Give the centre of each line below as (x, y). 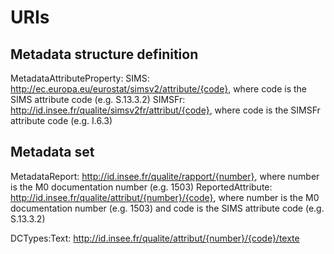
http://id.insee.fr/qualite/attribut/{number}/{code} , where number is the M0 (165, 197)
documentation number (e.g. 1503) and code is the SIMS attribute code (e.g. (167, 208)
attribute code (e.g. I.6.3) (61, 120)
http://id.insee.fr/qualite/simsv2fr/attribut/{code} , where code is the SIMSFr (165, 110)
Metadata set (52, 152)
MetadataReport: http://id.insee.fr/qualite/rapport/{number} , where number (165, 176)
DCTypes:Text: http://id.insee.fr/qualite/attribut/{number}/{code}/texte (155, 238)
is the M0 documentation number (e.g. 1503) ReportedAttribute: (141, 187)
